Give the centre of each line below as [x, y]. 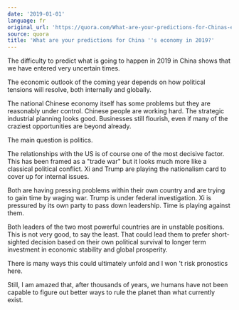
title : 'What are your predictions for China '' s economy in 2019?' [111, 41]
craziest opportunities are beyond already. [69, 126]
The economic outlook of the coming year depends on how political [106, 82]
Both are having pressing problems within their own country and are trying [116, 190]
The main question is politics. [50, 140]
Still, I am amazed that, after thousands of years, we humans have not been [118, 285]
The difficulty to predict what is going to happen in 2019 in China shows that [119, 61]
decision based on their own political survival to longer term [118, 242]
